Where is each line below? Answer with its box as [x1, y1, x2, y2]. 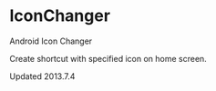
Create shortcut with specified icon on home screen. [9, 53, 207, 64]
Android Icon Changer [9, 35, 93, 46]
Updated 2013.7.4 [9, 70, 76, 82]
